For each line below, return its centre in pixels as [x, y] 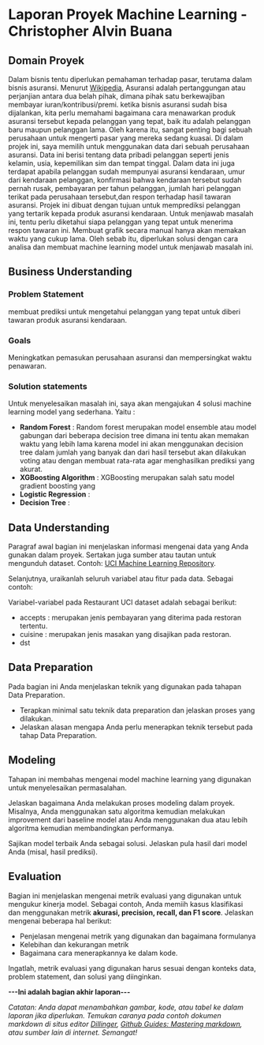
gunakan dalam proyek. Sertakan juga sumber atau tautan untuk [112, 555]
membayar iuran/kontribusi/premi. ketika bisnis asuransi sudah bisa [118, 105]
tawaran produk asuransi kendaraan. [68, 320]
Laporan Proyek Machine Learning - [128, 15]
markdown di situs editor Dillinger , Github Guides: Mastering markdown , [125, 1024]
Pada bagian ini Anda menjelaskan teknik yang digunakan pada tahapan [125, 686]
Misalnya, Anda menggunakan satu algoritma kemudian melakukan [117, 811]
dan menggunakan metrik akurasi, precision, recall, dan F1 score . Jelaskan [131, 912]
